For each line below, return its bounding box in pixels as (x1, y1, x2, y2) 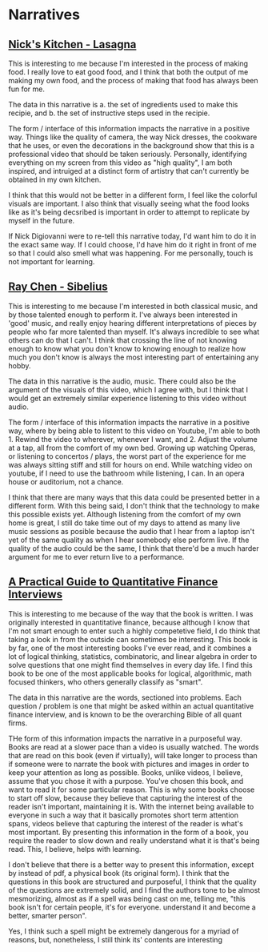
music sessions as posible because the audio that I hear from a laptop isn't (8, 526, 255, 536)
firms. (8, 718, 28, 728)
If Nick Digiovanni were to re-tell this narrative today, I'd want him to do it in (8, 231, 257, 241)
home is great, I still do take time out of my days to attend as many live (8, 518, 241, 528)
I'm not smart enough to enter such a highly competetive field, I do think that (8, 626, 261, 636)
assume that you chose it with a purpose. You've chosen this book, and (8, 776, 244, 785)
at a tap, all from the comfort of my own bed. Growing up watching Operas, (8, 443, 256, 452)
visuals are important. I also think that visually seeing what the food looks (8, 199, 250, 208)
